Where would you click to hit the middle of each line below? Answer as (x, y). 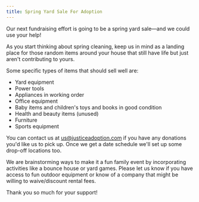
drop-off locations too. (34, 150)
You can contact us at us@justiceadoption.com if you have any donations (96, 138)
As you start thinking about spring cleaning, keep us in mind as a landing (95, 46)
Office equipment (36, 101)
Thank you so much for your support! (52, 192)
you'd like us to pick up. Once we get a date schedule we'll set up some (94, 144)
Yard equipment (34, 82)
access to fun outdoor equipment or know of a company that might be (92, 174)
